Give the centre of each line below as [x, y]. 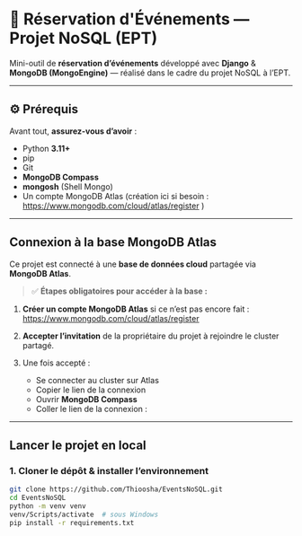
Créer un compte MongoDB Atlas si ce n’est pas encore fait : [136, 309]
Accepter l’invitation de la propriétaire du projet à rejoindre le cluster [151, 336]
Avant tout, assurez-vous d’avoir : [73, 131]
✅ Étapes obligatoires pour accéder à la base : [120, 291]
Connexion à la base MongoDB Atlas [113, 242]
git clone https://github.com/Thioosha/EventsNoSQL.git [116, 489]
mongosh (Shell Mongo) [68, 186]
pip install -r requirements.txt [72, 523]
